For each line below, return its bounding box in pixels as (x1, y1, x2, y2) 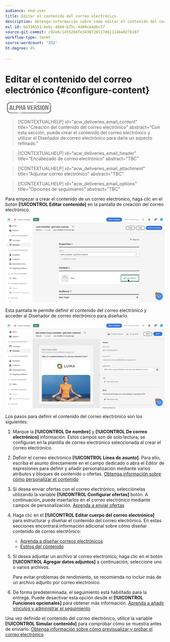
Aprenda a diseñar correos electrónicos (20, 538, 103, 544)
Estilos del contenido (20, 543, 64, 550)
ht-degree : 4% (5, 46, 35, 51)
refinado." (17, 140, 39, 146)
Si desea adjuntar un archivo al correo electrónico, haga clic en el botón (12, 554, 163, 559)
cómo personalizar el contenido (12, 476, 79, 482)
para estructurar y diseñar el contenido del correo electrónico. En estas (12, 518, 162, 523)
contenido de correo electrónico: (12, 528, 81, 534)
